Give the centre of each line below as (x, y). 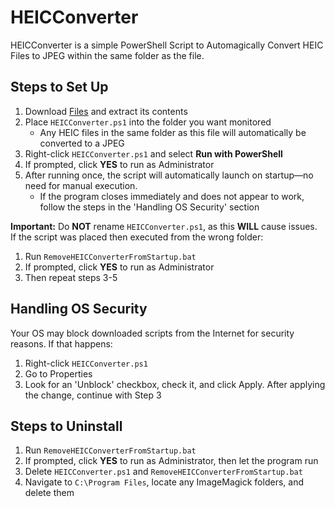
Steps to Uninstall (66, 426)
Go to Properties (58, 373)
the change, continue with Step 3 (93, 395)
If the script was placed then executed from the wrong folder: (137, 237)
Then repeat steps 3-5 (71, 277)
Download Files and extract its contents (106, 111)
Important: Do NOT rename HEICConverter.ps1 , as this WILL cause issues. (164, 226)
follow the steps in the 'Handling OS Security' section (149, 207)
